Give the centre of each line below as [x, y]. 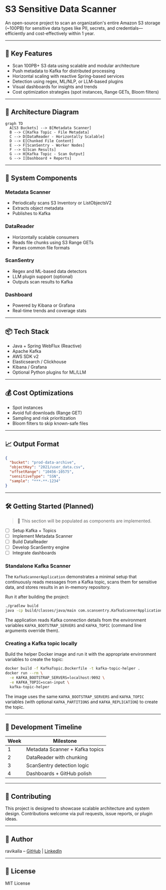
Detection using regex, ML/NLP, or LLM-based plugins [68, 81]
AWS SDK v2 [25, 356]
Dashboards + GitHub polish [59, 774]
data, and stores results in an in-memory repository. [58, 587]
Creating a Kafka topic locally [41, 643]
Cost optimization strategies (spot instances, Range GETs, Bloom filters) [85, 92]
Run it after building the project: [37, 597]
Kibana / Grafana [29, 367]
